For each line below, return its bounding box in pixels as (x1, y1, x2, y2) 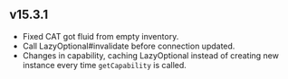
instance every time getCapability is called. (22, 59, 187, 70)
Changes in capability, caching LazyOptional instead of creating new (22, 49, 279, 61)
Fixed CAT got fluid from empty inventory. (22, 31, 179, 41)
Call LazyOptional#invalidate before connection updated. (22, 40, 235, 51)
